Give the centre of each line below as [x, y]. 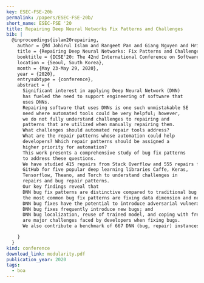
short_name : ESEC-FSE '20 [39, 23]
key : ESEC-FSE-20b [29, 12]
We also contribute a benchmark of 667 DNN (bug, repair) [97, 226]
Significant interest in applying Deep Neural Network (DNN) [101, 91]
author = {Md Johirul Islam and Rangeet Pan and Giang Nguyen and [103, 46]
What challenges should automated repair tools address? [96, 130]
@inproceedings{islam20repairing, [55, 40]
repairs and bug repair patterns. [66, 181]
